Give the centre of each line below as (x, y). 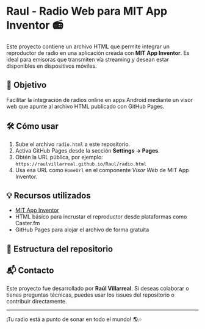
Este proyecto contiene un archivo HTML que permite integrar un (88, 46)
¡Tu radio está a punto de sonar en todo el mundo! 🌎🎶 (74, 319)
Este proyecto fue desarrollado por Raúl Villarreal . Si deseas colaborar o (98, 288)
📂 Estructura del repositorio (60, 249)
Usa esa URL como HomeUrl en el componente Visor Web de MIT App (102, 170)
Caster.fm (27, 223)
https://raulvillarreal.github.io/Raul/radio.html (81, 164)
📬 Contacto (30, 271)
